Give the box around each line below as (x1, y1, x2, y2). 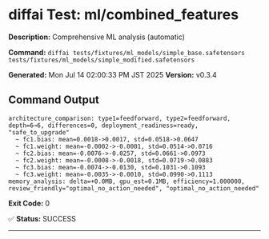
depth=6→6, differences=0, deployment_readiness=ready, (8, 121, 199, 129)
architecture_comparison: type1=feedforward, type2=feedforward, (8, 114, 231, 122)
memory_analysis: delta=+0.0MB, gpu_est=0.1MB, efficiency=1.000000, (8, 177, 246, 185)
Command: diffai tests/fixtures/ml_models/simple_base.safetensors (8, 47, 246, 57)
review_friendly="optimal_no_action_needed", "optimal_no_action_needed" (8, 184, 260, 193)
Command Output (8, 94, 100, 107)
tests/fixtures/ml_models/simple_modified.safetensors (8, 56, 195, 64)
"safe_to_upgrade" (8, 128, 70, 137)
